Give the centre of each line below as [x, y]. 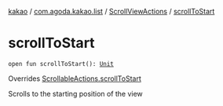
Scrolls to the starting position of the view [75, 93]
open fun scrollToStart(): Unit [61, 64]
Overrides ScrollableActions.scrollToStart [75, 79]
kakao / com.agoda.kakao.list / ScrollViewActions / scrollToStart [111, 11]
